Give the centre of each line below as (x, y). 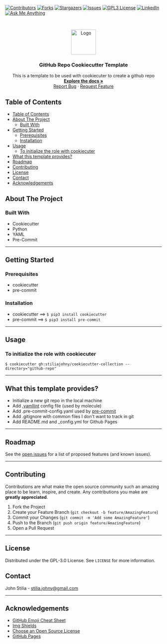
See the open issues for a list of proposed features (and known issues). (78, 454)
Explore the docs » (83, 81)
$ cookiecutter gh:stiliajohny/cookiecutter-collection (64, 364)
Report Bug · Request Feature (83, 86)
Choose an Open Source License (46, 631)
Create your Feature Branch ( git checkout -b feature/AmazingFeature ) (85, 512)
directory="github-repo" (31, 369)
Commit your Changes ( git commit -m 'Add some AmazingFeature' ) (81, 517)
